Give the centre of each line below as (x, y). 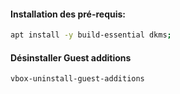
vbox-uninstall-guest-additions (77, 79)
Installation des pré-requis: (68, 14)
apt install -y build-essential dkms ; (91, 35)
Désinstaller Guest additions (71, 57)
